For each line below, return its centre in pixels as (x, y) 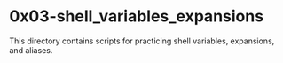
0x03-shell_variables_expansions (137, 16)
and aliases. (31, 50)
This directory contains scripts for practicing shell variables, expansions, (142, 41)
